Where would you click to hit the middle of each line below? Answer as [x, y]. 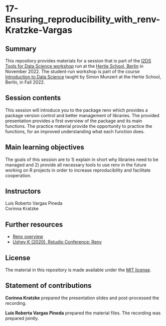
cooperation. [18, 175]
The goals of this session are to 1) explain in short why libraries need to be [82, 159]
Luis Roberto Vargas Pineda [34, 203]
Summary [21, 49]
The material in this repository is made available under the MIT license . [78, 270]
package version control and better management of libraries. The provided [82, 115]
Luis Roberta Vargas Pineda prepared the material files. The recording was [83, 313]
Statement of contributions [48, 286]
